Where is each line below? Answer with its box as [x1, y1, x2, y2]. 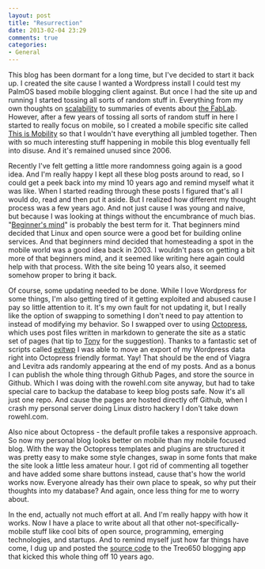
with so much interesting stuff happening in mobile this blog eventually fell [8, 138, 251, 146]
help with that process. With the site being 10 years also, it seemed [8, 262, 226, 271]
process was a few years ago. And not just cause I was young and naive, [8, 203, 245, 212]
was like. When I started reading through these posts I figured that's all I [8, 187, 243, 195]
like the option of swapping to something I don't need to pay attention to [8, 311, 244, 321]
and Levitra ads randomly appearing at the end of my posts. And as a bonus [8, 362, 256, 370]
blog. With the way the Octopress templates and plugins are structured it [8, 444, 245, 453]
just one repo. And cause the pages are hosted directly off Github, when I [8, 395, 248, 404]
